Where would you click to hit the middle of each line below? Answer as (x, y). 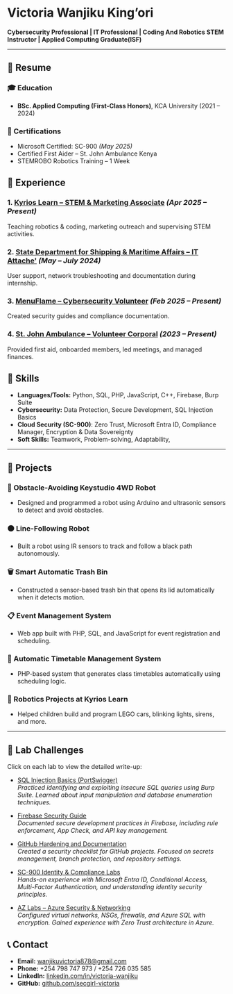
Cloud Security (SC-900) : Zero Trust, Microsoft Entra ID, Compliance (116, 424)
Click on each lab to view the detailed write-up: (75, 767)
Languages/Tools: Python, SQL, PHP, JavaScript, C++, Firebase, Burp (118, 395)
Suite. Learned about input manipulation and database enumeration (115, 795)
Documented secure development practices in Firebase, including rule (118, 823)
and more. (32, 722)
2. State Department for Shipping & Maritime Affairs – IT (103, 251)
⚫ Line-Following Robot (48, 528)
